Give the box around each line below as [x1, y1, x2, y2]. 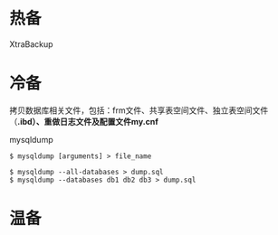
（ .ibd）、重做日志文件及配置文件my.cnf [9, 116, 158, 127]
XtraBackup [9, 38, 53, 50]
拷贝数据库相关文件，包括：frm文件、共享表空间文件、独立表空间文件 [9, 105, 269, 116]
